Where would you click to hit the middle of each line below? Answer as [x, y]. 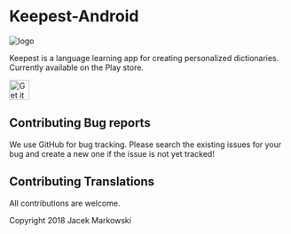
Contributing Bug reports [80, 123]
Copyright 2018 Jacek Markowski [70, 220]
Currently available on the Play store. [77, 67]
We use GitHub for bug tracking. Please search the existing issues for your [145, 144]
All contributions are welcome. [65, 203]
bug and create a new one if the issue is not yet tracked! [112, 153]
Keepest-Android [74, 16]
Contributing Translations [82, 182]
